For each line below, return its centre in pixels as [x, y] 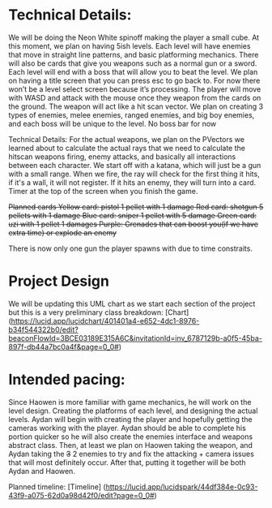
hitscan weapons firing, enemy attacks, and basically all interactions [122, 157]
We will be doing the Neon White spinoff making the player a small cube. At [134, 37]
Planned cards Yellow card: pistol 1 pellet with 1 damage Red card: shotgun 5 [136, 207]
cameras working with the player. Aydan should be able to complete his [127, 428]
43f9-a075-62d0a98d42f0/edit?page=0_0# [82, 495]
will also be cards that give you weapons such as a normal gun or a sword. [133, 63]
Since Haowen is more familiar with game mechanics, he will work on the [130, 402]
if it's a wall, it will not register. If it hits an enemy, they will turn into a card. [132, 182]
